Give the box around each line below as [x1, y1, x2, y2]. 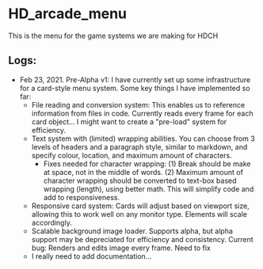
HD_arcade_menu [8, 5, 128, 23]
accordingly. [31, 218, 73, 227]
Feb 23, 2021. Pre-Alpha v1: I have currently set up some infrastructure [19, 74, 251, 84]
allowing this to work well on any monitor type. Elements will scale [31, 209, 248, 218]
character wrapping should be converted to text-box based [43, 176, 237, 185]
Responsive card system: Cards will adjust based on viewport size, [31, 201, 250, 210]
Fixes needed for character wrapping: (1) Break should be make [43, 159, 251, 169]
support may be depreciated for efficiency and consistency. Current [31, 234, 253, 244]
